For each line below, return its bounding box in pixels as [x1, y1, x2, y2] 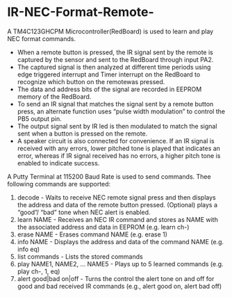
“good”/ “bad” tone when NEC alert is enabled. [17, 208, 151, 216]
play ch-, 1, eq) [17, 267, 60, 275]
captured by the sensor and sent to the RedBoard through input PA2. [17, 55, 214, 63]
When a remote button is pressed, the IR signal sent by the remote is [17, 48, 213, 56]
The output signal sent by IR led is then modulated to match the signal [17, 122, 217, 130]
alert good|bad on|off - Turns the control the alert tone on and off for [17, 274, 215, 282]
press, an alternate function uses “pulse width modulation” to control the [17, 107, 226, 115]
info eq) [17, 245, 40, 253]
